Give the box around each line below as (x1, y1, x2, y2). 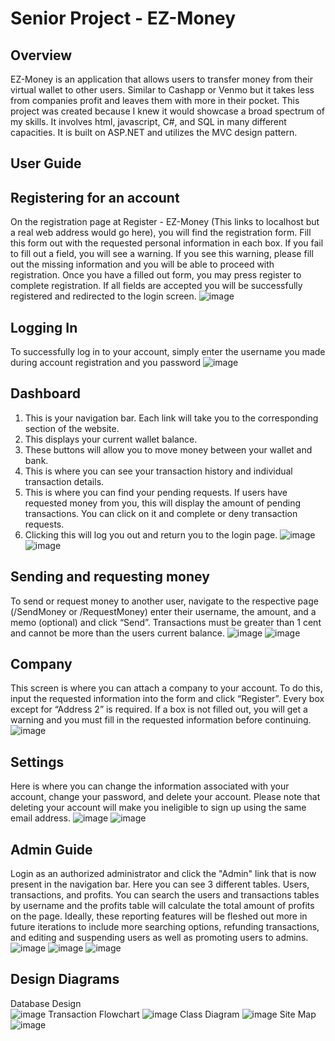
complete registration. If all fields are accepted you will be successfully (10, 280, 303, 292)
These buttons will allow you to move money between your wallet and (24, 443, 313, 456)
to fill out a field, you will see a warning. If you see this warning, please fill (10, 248, 314, 260)
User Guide (10, 155, 82, 172)
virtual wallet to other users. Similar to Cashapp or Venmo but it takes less (10, 84, 315, 96)
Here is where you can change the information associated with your (10, 780, 290, 792)
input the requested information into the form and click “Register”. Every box (10, 693, 325, 705)
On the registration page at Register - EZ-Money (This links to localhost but (10, 216, 320, 228)
